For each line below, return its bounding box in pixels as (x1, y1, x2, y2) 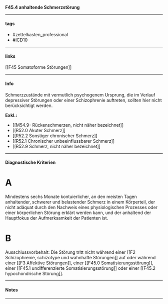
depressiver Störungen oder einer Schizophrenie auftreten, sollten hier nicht (5, 97, 162, 103)
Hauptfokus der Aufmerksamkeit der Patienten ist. (5, 215, 108, 221)
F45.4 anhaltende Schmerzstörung (5, 5, 80, 10)
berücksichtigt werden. (5, 103, 53, 109)
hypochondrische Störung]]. (5, 271, 63, 277)
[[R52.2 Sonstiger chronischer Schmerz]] (12, 133, 97, 139)
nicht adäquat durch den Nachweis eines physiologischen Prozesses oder (5, 205, 158, 211)
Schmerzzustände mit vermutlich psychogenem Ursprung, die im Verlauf (5, 91, 155, 97)
